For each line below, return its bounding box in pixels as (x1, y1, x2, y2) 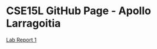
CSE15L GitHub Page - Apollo (6, 4, 152, 18)
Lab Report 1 (6, 36, 37, 43)
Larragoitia (6, 17, 61, 30)
